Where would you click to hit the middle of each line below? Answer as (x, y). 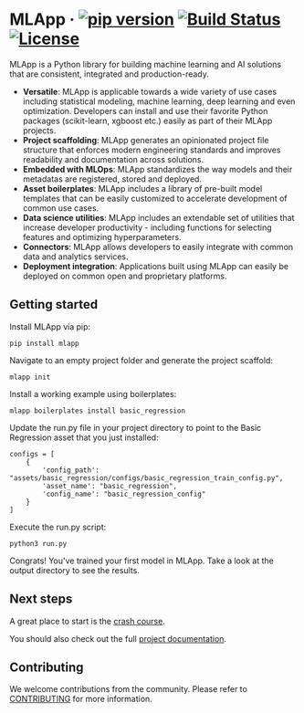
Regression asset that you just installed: (84, 437)
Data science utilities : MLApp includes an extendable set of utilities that (158, 217)
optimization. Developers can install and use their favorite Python (145, 110)
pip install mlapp (44, 343)
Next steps (41, 599)
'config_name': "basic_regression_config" (124, 494)
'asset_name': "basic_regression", (110, 486)
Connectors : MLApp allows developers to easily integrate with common (158, 246)
